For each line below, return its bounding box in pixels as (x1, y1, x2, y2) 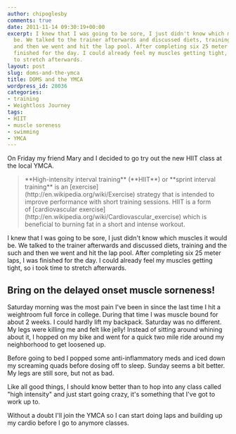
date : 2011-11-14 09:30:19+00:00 (7, 23, 105, 30)
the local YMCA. (7, 161, 54, 170)
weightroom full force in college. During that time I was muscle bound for (7, 311, 219, 319)
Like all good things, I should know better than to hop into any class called (7, 383, 221, 391)
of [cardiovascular (24, 205, 78, 213)
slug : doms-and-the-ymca (7, 69, 80, 76)
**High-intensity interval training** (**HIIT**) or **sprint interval (24, 175, 216, 184)
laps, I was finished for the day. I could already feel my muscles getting (7, 256, 213, 265)
